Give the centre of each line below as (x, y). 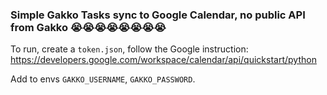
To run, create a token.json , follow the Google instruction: (129, 49)
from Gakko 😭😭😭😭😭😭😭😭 (88, 27)
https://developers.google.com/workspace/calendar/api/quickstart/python (163, 60)
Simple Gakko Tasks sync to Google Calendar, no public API (158, 15)
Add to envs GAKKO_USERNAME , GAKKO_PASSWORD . (103, 79)
